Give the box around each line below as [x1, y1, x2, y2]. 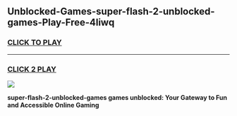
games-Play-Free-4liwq [7, 17, 115, 29]
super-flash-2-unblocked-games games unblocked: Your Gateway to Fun [7, 93, 228, 101]
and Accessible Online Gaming [7, 101, 99, 109]
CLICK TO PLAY [7, 38, 62, 48]
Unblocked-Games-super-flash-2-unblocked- [7, 6, 215, 18]
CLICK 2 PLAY [7, 64, 56, 74]
